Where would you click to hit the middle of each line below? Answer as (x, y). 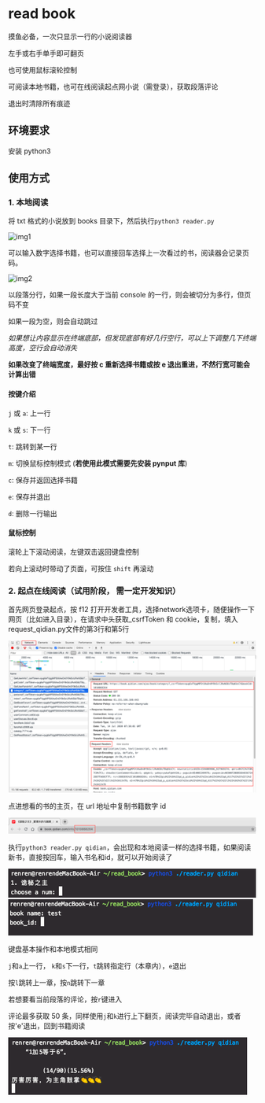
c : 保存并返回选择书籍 (43, 480)
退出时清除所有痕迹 (39, 103)
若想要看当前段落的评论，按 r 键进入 (65, 999)
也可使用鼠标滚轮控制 (42, 70)
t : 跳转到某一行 (33, 446)
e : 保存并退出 (29, 496)
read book (42, 14)
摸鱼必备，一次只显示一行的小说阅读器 (70, 36)
